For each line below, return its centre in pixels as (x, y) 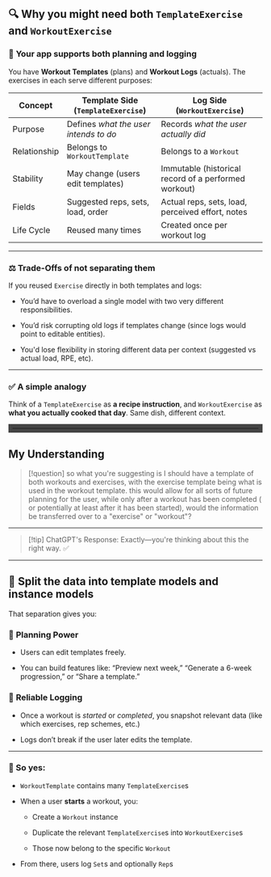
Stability (28, 179)
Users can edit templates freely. (73, 652)
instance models (51, 595)
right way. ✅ (49, 548)
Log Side (210, 100)
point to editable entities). (63, 334)
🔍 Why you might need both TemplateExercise (126, 14)
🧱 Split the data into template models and (114, 582)
